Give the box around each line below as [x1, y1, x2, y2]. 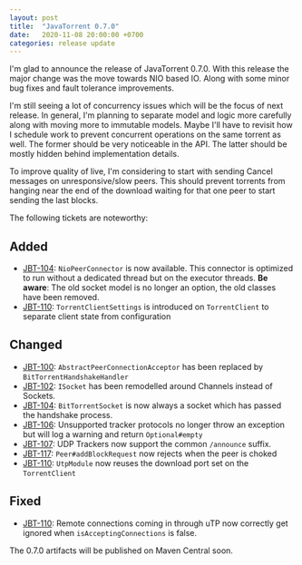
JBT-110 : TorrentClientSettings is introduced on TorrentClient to [22, 301, 269, 313]
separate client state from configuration [22, 311, 171, 322]
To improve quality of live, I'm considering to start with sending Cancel [9, 166, 274, 177]
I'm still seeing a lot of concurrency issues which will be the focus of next [9, 101, 284, 112]
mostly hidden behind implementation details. [9, 149, 180, 160]
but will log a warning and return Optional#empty [22, 428, 203, 440]
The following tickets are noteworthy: [9, 212, 149, 223]
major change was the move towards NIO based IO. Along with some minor [9, 73, 290, 84]
